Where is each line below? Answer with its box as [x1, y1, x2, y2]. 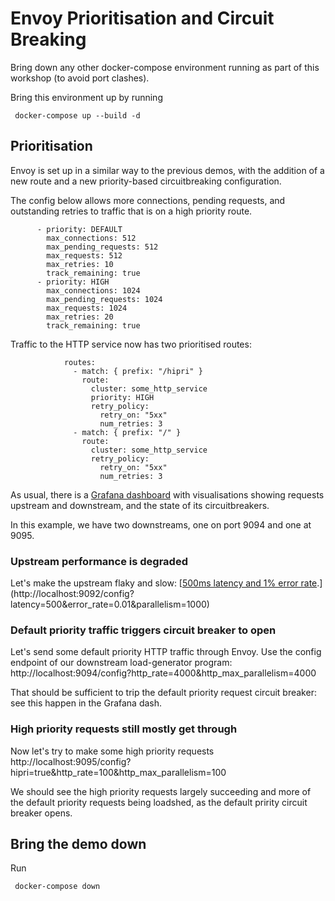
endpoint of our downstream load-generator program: [10, 657, 233, 669]
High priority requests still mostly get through [10, 722, 238, 736]
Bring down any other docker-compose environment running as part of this [10, 61, 320, 73]
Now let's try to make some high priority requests [10, 745, 215, 757]
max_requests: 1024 [46, 303, 128, 313]
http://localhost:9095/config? [10, 755, 132, 767]
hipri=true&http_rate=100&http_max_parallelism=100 [10, 766, 227, 778]
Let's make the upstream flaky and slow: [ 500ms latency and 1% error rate [10, 577, 318, 589]
